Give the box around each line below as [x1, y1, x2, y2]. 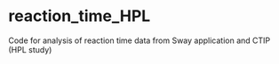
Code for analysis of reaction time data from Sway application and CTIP [8, 35, 271, 46]
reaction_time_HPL [8, 6, 151, 26]
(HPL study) [8, 44, 52, 54]
